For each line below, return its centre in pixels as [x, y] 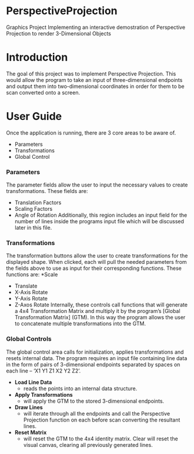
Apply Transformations [44, 394]
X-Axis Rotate [31, 292]
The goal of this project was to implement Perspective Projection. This [91, 74]
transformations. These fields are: [47, 191]
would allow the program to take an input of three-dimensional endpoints [94, 80]
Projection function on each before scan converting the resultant [102, 420]
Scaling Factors [34, 209]
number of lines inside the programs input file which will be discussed [99, 221]
